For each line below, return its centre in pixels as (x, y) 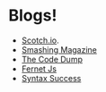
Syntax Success (51, 78)
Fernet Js (39, 69)
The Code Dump (52, 59)
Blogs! (33, 16)
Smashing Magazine (59, 49)
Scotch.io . (40, 40)
